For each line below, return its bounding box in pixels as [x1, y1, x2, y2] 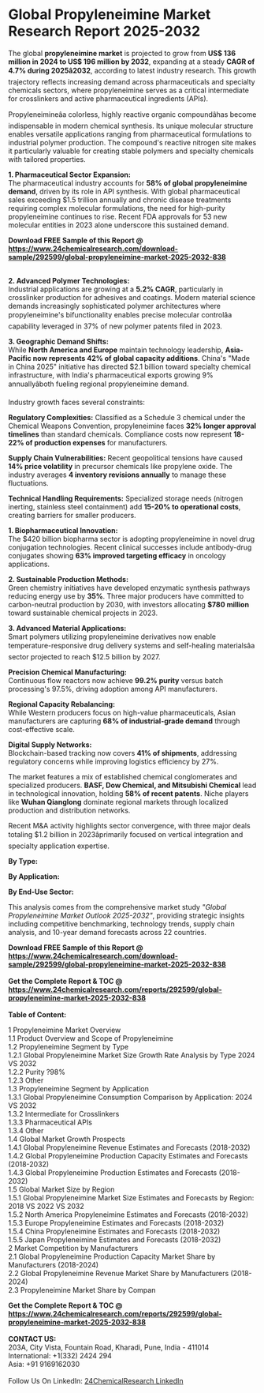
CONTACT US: [8, 1334, 57, 1343]
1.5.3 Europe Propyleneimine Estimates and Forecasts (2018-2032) [8, 1218, 225, 1227]
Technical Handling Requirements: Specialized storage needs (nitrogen [8, 494, 244, 503]
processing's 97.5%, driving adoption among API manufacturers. [8, 684, 218, 693]
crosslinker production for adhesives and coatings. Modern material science [8, 292, 256, 302]
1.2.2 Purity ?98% [8, 1067, 65, 1076]
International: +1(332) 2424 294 [8, 1350, 112, 1360]
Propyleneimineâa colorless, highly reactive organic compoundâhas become [8, 109, 257, 119]
